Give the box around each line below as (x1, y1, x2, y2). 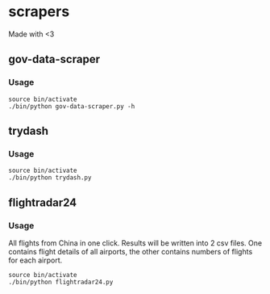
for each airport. (8, 255, 63, 265)
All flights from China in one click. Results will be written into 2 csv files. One (8, 238, 263, 248)
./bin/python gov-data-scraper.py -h (8, 102, 135, 111)
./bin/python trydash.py (8, 174, 92, 182)
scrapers (8, 2, 70, 21)
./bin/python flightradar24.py (8, 278, 114, 286)
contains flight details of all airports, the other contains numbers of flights (8, 247, 253, 256)
